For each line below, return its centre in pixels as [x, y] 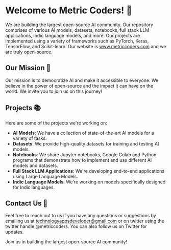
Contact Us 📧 [27, 203]
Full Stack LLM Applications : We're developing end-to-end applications [89, 171]
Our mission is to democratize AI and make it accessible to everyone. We [82, 80]
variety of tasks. [30, 138]
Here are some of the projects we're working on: [56, 123]
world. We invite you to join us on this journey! [54, 91]
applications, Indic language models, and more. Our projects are [73, 35]
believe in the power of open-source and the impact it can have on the [79, 86]
